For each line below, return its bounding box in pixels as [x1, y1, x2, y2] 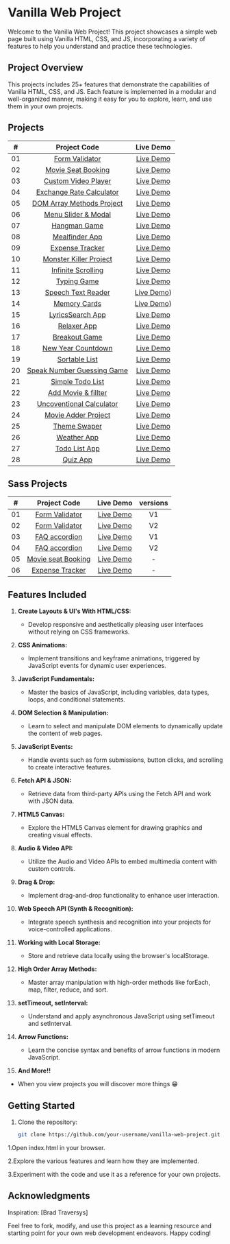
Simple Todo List [51, 376, 105, 386]
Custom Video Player [44, 176, 112, 186]
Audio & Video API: [17, 844, 73, 852]
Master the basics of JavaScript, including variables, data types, [27, 688, 209, 697]
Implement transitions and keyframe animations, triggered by [27, 654, 201, 662]
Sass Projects [8, 478, 68, 490]
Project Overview [8, 62, 84, 73]
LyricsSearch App [49, 310, 107, 320]
